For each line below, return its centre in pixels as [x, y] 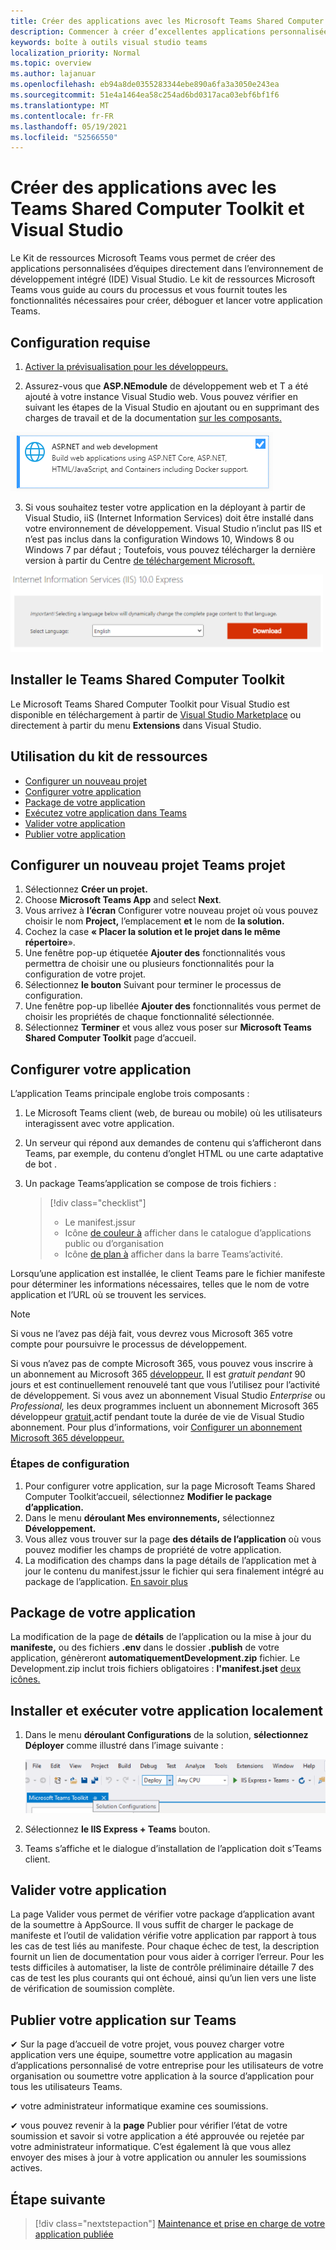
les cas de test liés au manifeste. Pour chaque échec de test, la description [165, 1946]
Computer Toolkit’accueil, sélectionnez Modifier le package [148, 1496]
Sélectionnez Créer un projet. [86, 889]
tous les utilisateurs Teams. [66, 2087]
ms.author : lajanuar [53, 74]
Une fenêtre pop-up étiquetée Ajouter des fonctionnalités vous [155, 953]
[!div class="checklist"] [98, 1203]
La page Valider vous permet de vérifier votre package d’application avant [162, 1914]
